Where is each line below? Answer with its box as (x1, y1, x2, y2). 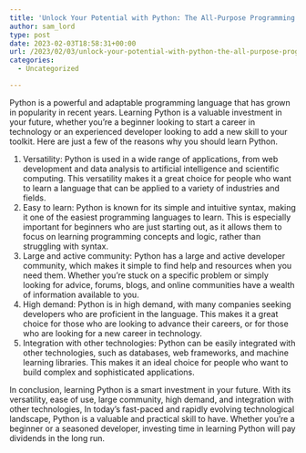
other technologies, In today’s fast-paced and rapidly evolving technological (9, 403, 295, 415)
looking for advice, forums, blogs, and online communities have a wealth (22, 279, 295, 290)
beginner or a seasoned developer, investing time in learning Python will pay (9, 423, 296, 434)
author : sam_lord (9, 22, 76, 31)
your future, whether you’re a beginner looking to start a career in (9, 116, 256, 128)
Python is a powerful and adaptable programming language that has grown (9, 97, 291, 108)
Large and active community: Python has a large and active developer (22, 250, 285, 261)
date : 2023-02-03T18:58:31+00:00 (9, 38, 137, 48)
